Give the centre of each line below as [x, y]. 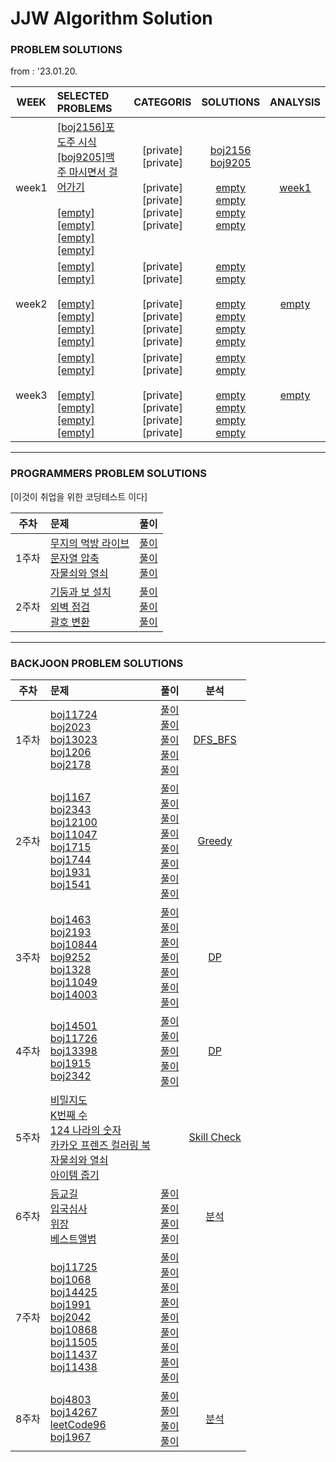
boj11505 [73, 1342]
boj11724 [73, 715]
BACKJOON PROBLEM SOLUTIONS [97, 663]
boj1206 [70, 752]
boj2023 [70, 727]
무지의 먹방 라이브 [89, 543]
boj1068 [70, 1280]
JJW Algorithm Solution [111, 18]
